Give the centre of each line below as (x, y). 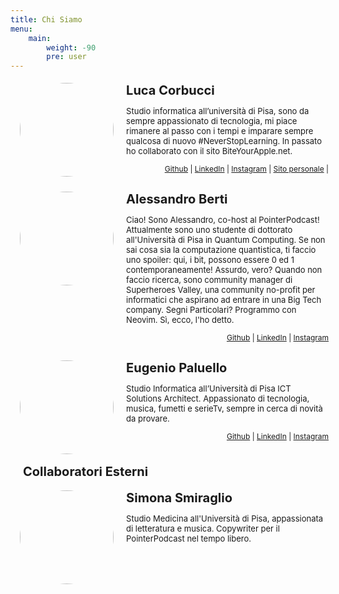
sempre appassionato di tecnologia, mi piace (212, 121)
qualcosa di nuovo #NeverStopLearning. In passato (224, 141)
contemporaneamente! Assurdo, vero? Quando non (224, 270)
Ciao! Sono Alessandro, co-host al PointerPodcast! (223, 220)
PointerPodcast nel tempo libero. (189, 539)
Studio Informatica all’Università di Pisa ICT (209, 389)
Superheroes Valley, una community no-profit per (221, 290)
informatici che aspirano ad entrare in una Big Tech (224, 300)
